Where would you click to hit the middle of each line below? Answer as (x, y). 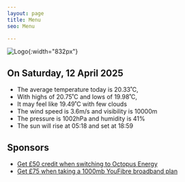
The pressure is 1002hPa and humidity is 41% (81, 119)
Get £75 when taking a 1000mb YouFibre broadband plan (97, 171)
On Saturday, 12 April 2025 (66, 73)
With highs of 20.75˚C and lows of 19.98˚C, (77, 97)
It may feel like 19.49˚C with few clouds (72, 104)
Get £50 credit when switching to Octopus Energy (87, 164)
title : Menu (24, 20)
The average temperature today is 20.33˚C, (77, 90)
